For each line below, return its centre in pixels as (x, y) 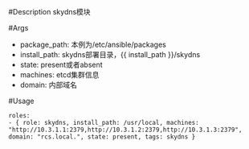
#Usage (21, 101)
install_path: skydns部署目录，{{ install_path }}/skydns (110, 54)
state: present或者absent (61, 64)
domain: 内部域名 (49, 85)
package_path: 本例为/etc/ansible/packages (93, 44)
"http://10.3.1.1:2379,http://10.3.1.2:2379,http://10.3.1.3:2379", (125, 130)
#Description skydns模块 (49, 12)
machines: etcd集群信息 (59, 74)
